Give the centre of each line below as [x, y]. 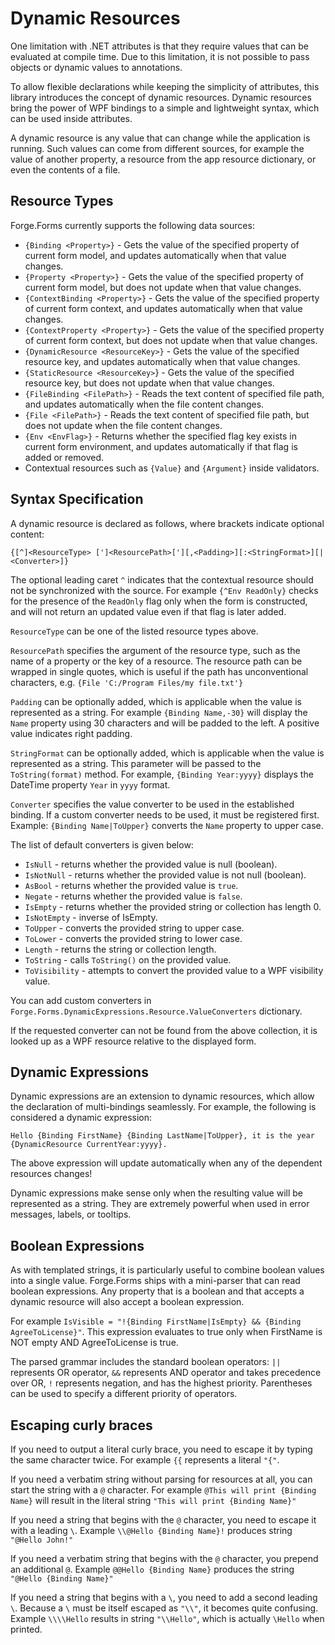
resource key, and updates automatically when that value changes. [162, 361]
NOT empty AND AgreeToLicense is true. [94, 1343]
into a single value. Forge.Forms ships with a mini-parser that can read [155, 1281]
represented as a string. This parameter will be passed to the [136, 763]
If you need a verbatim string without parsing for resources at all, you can [161, 1479]
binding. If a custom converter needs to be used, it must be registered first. [165, 814]
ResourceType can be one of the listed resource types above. [134, 631]
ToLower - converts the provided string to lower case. [133, 938]
